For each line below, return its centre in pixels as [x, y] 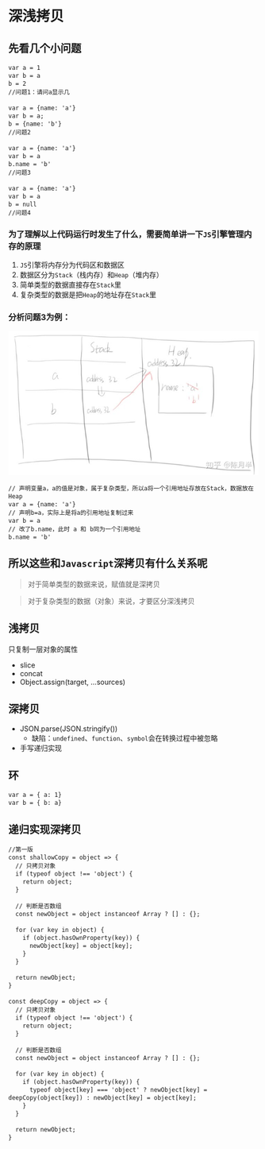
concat [31, 673]
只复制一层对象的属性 [43, 649]
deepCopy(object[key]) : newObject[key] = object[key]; [102, 1098]
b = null [23, 204]
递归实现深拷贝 [45, 829]
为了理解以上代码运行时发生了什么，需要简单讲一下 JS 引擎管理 [126, 234]
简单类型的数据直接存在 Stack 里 [70, 285]
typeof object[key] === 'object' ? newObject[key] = [118, 1090]
